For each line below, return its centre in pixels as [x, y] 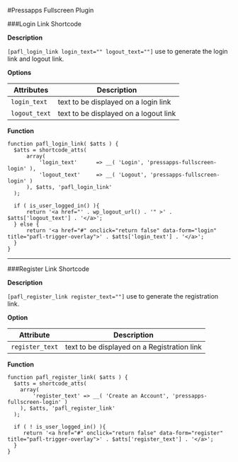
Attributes [31, 90]
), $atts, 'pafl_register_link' [68, 408]
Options [19, 73]
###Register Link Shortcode [49, 269]
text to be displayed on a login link [114, 102]
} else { [27, 224]
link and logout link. [36, 59]
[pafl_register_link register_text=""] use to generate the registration [113, 296]
